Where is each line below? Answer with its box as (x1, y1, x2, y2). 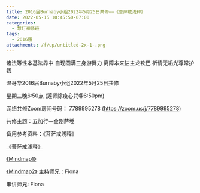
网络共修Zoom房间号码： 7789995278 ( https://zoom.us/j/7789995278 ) (6, 105, 181, 112)
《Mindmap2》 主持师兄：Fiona (6, 168, 79, 175)
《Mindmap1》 (6, 155, 37, 162)
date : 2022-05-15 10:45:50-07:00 (6, 14, 90, 20)
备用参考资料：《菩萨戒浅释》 (6, 130, 77, 137)
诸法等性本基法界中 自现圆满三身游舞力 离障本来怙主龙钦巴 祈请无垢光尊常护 (6, 59, 195, 66)
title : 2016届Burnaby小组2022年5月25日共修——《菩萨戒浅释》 (6, 8, 146, 15)
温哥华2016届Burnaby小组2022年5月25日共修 (6, 79, 119, 87)
